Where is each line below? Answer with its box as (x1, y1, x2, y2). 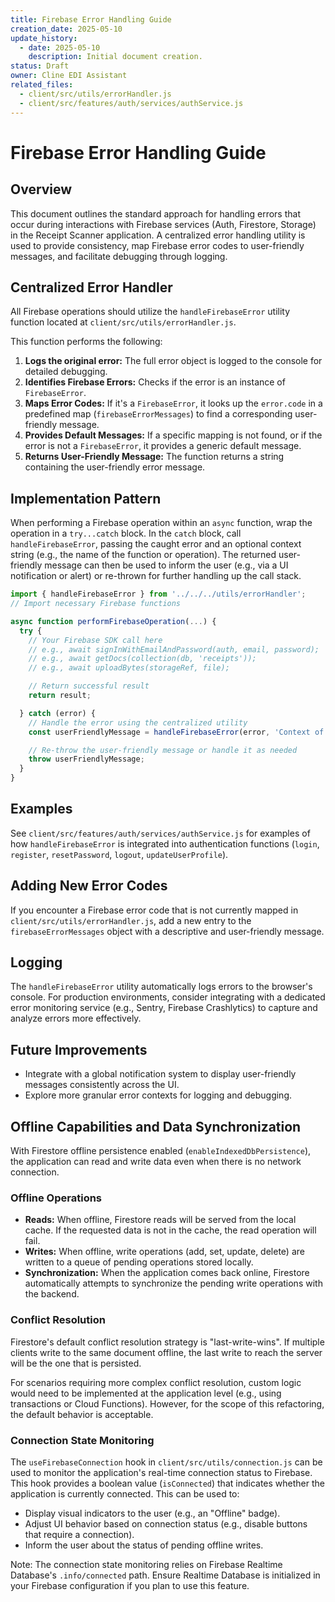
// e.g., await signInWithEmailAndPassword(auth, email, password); (28, 644, 320, 655)
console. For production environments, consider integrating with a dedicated (10, 991, 326, 1003)
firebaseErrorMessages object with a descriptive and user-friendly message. (10, 925, 325, 937)
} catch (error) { (19, 708, 97, 718)
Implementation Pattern (10, 490, 162, 507)
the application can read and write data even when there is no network (10, 1156, 302, 1168)
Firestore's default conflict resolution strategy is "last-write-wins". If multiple (10, 1336, 325, 1348)
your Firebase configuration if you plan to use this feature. (10, 1579, 250, 1591)
